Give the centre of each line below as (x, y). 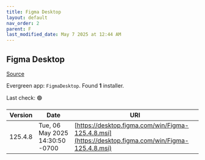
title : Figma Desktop (34, 12)
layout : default (27, 18)
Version (21, 115)
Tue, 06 (50, 125)
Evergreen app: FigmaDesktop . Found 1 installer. (65, 85)
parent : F (19, 29)
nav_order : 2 (23, 23)
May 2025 (54, 133)
